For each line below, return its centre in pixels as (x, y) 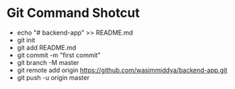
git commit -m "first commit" (59, 55)
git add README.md (47, 47)
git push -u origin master (53, 77)
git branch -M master (48, 62)
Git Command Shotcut (73, 13)
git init (26, 40)
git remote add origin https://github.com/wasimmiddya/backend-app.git (122, 70)
